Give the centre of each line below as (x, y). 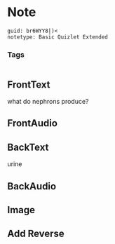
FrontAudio (33, 123)
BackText (28, 147)
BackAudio (32, 186)
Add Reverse (36, 234)
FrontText (29, 84)
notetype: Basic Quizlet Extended (58, 37)
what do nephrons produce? (48, 102)
